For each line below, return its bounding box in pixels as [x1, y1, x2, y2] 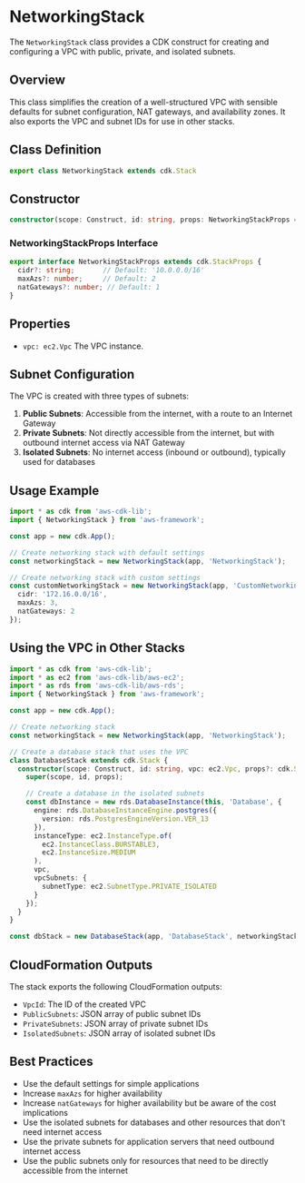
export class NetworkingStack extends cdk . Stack [9, 166, 197, 175]
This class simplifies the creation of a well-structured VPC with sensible [9, 96, 279, 107]
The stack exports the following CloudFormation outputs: [9, 981, 222, 991]
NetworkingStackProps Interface [9, 237, 159, 250]
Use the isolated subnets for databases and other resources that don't [22, 1117, 286, 1128]
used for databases [22, 457, 95, 468]
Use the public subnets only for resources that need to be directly [22, 1155, 270, 1166]
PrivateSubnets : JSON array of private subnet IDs [22, 1018, 209, 1029]
